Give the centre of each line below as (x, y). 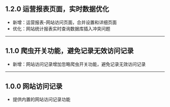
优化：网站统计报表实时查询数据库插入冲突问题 (61, 28)
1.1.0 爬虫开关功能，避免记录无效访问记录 (70, 51)
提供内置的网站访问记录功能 (41, 99)
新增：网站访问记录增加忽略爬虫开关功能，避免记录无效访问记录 (79, 64)
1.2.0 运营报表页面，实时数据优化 (57, 9)
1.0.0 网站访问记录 (34, 86)
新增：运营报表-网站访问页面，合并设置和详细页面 (65, 22)
